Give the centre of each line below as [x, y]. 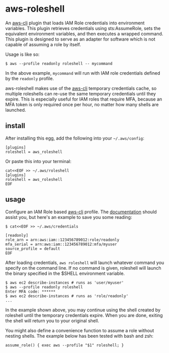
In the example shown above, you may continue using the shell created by [83, 310]
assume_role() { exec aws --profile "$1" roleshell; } [65, 345]
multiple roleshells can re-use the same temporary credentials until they [81, 93]
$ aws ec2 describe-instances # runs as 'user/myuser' [65, 282]
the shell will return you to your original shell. [52, 320]
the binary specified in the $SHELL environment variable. [65, 273]
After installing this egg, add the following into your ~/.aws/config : [75, 138]
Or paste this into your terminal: [38, 161]
